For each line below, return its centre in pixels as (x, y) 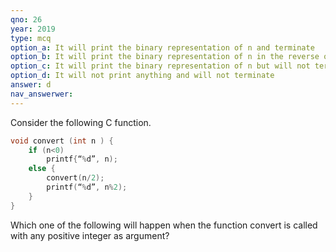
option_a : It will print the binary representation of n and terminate (162, 47)
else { (42, 169)
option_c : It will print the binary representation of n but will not (160, 66)
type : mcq (31, 38)
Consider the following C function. (81, 122)
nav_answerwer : (42, 94)
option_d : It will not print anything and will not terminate (142, 76)
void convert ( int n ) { (62, 141)
